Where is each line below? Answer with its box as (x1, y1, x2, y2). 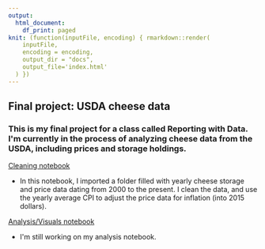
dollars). (19, 202, 47, 211)
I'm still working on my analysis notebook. (19, 232, 157, 242)
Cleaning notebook (8, 161, 70, 171)
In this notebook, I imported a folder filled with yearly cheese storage (19, 176, 245, 186)
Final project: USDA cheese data (8, 100, 171, 113)
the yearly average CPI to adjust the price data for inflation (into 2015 (19, 193, 245, 202)
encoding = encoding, (22, 48, 93, 56)
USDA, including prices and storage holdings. (8, 143, 187, 154)
